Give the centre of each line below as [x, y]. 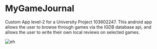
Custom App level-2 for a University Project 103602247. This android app [78, 22]
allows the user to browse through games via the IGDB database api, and [78, 27]
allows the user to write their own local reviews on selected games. [72, 32]
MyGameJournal [40, 8]
